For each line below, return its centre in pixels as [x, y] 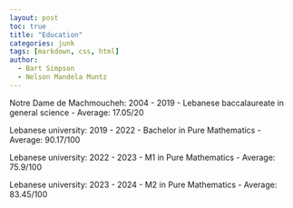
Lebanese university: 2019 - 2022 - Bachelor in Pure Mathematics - [135, 130]
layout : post [34, 18]
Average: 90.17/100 [45, 139]
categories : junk [42, 43]
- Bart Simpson [46, 69]
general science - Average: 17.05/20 [77, 112]
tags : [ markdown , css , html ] [64, 52]
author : [24, 60]
